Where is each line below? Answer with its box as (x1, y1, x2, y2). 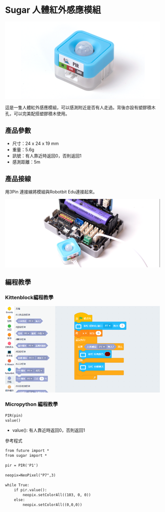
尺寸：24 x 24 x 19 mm (12, 140, 59, 146)
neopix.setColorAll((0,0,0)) (23, 502, 82, 507)
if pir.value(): (14, 487, 48, 492)
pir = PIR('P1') (5, 463, 38, 468)
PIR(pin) (5, 413, 23, 418)
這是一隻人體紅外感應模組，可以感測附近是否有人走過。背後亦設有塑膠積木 (5, 104, 156, 110)
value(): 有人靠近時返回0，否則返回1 (12, 427, 85, 433)
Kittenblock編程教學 (5, 294, 54, 301)
